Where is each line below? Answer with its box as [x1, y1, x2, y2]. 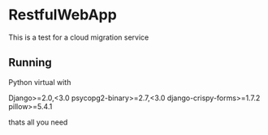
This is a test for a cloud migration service [8, 32, 149, 42]
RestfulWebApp [8, 6, 118, 24]
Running [8, 56, 53, 70]
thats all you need [8, 117, 68, 127]
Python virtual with [8, 77, 71, 86]
